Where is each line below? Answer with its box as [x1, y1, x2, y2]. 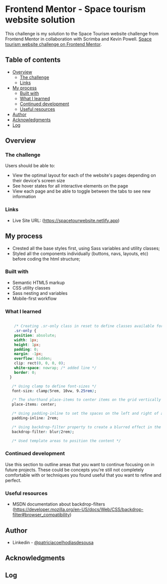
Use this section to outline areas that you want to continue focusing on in [5, 461, 155, 467]
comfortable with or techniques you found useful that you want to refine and [5, 472, 162, 478]
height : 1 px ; [14, 342, 41, 347]
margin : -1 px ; [14, 351, 43, 356]
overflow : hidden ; [14, 356, 52, 361]
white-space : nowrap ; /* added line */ [14, 365, 97, 370]
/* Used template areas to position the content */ [11, 438, 121, 443]
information [12, 194, 36, 200]
